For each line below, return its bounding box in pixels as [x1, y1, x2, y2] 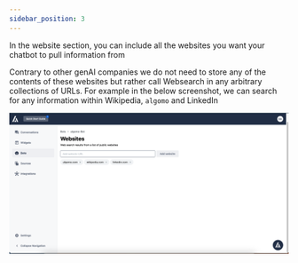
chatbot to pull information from [9, 49, 126, 60]
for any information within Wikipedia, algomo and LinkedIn [9, 94, 219, 106]
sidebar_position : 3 [9, 14, 86, 23]
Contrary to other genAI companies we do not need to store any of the [9, 67, 266, 77]
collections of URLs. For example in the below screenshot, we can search [9, 85, 278, 96]
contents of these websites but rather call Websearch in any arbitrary [9, 76, 263, 86]
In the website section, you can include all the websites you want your [9, 40, 265, 51]
